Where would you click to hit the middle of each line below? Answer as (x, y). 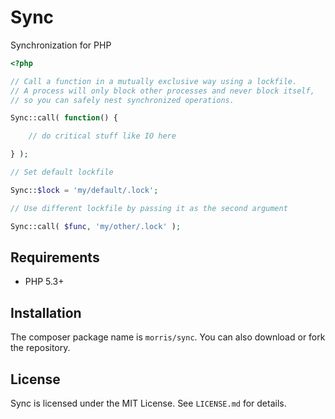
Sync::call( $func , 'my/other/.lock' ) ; (96, 226)
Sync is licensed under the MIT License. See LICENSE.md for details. (148, 403)
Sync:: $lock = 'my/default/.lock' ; (84, 190)
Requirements (55, 257)
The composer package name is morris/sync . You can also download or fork (168, 337)
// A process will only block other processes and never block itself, (162, 91)
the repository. (40, 348)
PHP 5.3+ (44, 282)
